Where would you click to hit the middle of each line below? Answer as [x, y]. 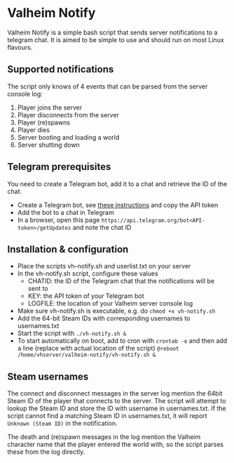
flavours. [20, 47]
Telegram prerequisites [59, 167]
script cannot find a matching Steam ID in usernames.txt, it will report [108, 416]
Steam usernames [48, 376]
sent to [38, 289]
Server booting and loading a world [68, 137]
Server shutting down [49, 145]
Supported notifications [61, 69]
